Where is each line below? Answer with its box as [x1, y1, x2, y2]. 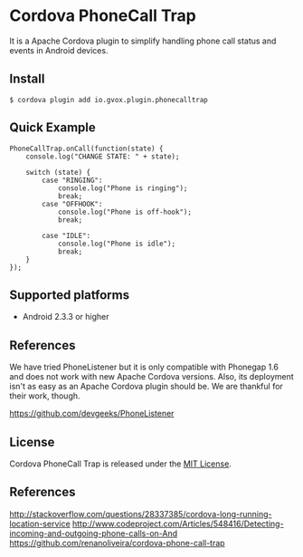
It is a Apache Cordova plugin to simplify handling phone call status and [9, 35, 277, 46]
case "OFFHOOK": [42, 199, 103, 208]
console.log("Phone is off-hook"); [57, 207, 193, 216]
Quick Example [9, 120, 97, 136]
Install [9, 72, 45, 87]
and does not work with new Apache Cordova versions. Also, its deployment [9, 371, 294, 382]
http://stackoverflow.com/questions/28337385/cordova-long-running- [9, 508, 273, 519]
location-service [9, 518, 71, 529]
